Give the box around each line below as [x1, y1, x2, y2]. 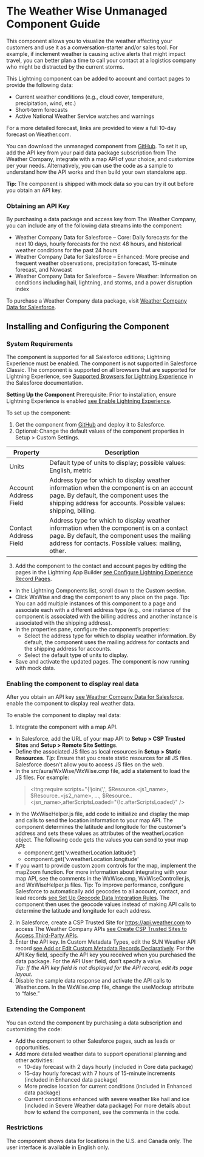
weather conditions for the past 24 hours [15, 247, 118, 254]
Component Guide [6, 17, 101, 31]
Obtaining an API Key [6, 202, 70, 210]
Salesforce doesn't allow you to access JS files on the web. [15, 761, 165, 768]
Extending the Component [6, 1005, 86, 1014]
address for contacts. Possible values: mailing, [49, 539, 182, 548]
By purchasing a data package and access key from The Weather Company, [6, 216, 197, 223]
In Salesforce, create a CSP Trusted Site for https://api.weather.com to [15, 919, 191, 926]
